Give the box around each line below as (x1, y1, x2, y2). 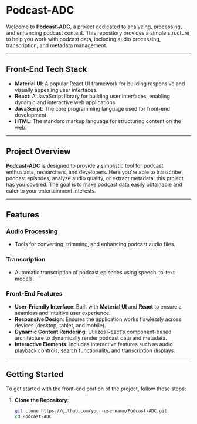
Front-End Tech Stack (6, 64, 87, 74)
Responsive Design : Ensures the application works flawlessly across (14, 316, 182, 323)
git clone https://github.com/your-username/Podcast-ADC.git (14, 408, 168, 414)
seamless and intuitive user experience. (14, 309, 111, 316)
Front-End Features (6, 290, 63, 298)
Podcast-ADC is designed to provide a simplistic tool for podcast (6, 162, 164, 169)
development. (14, 111, 48, 118)
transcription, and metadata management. (6, 42, 108, 49)
